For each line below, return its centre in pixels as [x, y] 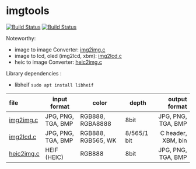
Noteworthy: [21, 38]
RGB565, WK [98, 140]
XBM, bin [175, 140]
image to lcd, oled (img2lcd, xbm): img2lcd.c [68, 56]
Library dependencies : [34, 73]
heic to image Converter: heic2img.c [58, 62]
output [178, 99]
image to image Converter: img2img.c [60, 49]
